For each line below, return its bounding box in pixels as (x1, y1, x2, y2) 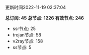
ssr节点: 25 (12, 25, 36, 31)
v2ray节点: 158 (12, 38, 43, 44)
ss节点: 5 (12, 44, 32, 50)
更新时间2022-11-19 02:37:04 (5, 4, 66, 10)
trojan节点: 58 (12, 32, 42, 37)
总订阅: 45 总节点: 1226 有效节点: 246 (5, 15, 84, 21)
